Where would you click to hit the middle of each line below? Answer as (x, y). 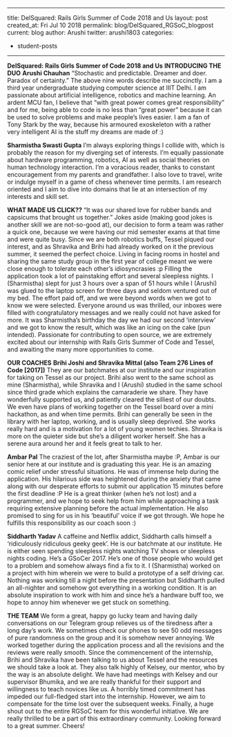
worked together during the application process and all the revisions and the (116, 645)
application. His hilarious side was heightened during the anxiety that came (114, 479)
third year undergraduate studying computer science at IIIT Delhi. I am (107, 88)
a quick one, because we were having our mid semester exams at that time (114, 232)
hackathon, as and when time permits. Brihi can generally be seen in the (110, 414)
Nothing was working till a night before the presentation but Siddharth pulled (116, 580)
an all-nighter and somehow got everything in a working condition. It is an (112, 587)
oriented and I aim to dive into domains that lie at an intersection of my (107, 189)
